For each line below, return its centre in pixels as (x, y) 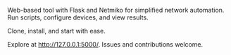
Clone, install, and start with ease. (56, 31)
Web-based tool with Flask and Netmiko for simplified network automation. (116, 10)
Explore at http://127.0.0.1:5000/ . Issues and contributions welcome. (105, 44)
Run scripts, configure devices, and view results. (78, 17)
